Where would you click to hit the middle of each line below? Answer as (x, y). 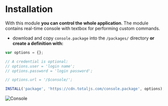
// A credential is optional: (37, 61)
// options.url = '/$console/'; (39, 80)
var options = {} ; (24, 52)
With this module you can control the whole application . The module (77, 23)
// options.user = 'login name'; (40, 66)
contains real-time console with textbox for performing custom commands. (83, 28)
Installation (29, 9)
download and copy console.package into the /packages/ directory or (83, 38)
